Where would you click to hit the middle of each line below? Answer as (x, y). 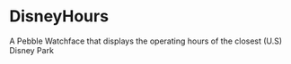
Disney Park (31, 50)
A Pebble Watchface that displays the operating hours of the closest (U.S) (146, 41)
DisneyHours (59, 16)
